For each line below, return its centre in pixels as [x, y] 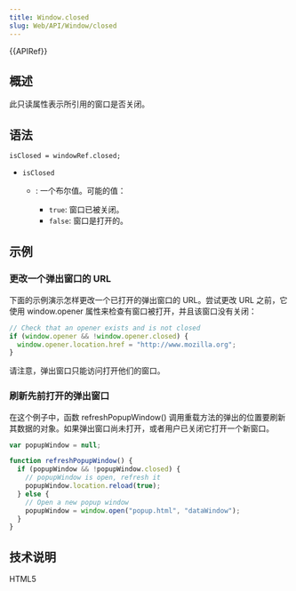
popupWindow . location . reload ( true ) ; [93, 486]
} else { [33, 494]
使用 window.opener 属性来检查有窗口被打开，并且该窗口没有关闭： [133, 311]
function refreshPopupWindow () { [71, 461]
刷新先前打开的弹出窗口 [59, 396]
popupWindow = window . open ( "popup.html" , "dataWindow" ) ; [133, 511]
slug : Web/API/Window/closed [63, 26]
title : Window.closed [49, 17]
